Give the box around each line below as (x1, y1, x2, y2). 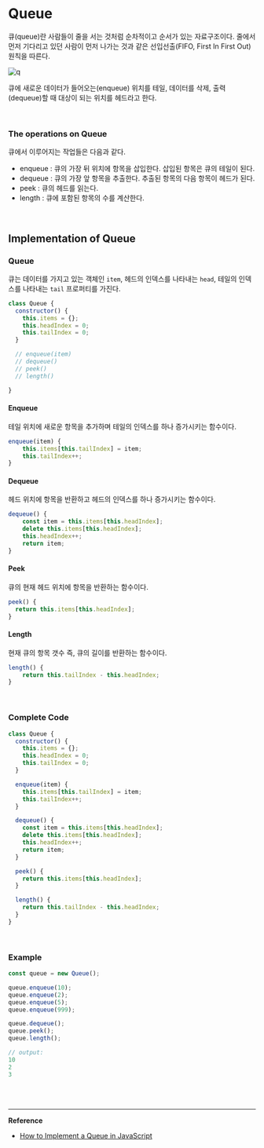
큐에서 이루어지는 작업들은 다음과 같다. (8, 147, 126, 157)
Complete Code (8, 712, 69, 723)
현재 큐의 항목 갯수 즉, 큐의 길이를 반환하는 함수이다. (8, 648, 167, 657)
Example (8, 952, 42, 963)
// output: (8, 1049, 44, 1057)
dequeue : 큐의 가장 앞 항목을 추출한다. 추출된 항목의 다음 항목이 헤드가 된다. (19, 174, 255, 183)
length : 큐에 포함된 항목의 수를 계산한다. (19, 193, 145, 203)
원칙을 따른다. (8, 51, 51, 60)
